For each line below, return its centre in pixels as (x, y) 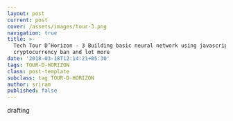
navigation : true (32, 33)
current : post (28, 20)
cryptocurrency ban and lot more (62, 53)
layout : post (26, 13)
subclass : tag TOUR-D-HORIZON (51, 78)
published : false (32, 91)
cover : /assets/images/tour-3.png (57, 26)
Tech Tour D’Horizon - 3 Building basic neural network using (105, 46)
